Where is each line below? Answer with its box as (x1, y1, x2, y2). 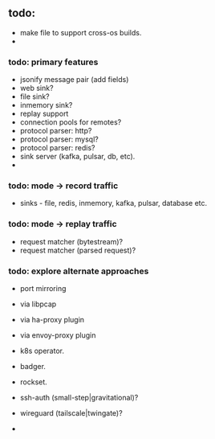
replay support (19, 109, 69, 119)
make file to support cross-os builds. (19, 27, 142, 37)
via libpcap (19, 299, 57, 309)
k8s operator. (19, 346, 64, 355)
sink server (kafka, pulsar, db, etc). (19, 152, 136, 162)
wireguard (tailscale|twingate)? (19, 408, 123, 417)
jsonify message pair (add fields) (19, 75, 129, 84)
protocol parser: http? (19, 126, 92, 136)
